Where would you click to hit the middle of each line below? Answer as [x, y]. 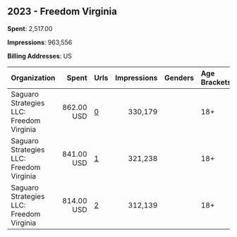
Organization [33, 78]
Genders [179, 78]
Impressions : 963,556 [40, 42]
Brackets [216, 82]
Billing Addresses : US [40, 56]
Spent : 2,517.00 [30, 28]
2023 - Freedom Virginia [62, 12]
